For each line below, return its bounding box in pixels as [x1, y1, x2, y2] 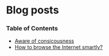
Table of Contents [6, 24, 59, 33]
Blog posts [6, 3, 59, 17]
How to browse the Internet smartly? [14, 44, 103, 51]
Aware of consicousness [14, 37, 74, 44]
